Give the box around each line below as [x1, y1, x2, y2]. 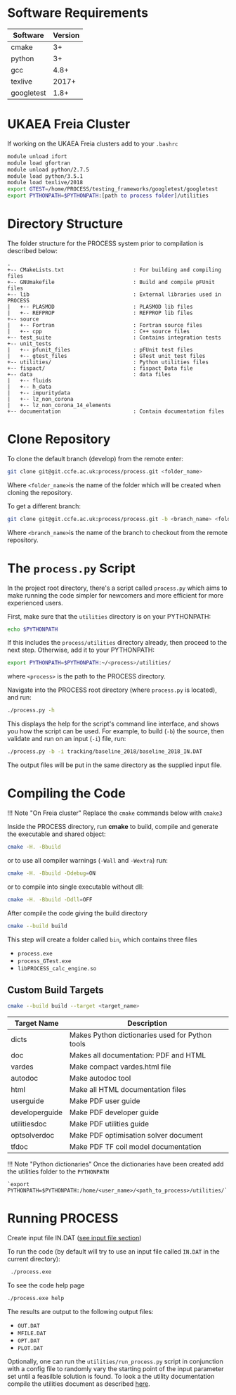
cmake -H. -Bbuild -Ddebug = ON [7, 870, 96, 877]
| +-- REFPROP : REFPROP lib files [7, 309, 193, 316]
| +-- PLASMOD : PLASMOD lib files [7, 303, 193, 310]
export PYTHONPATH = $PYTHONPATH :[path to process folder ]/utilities [7, 192, 209, 200]
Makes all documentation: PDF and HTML [69, 1050, 206, 1060]
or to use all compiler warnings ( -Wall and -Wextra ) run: [7, 856, 169, 864]
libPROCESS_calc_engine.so [17, 965, 97, 972]
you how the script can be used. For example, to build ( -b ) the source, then [7, 727, 225, 735]
